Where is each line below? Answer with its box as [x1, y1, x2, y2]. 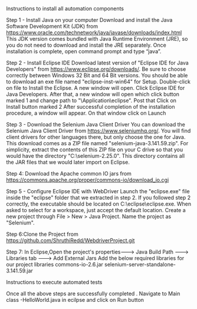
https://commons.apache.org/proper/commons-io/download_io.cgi [6, 177, 169, 183]
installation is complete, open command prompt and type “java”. [6, 48, 162, 55]
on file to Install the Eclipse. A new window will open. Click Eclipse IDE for [6, 84, 185, 91]
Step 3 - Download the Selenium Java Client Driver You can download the [6, 121, 186, 128]
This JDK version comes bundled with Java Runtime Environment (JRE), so [6, 35, 188, 42]
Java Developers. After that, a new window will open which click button [6, 91, 180, 97]
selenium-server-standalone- [104, 261, 176, 268]
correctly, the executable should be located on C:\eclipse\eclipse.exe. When [6, 200, 192, 207]
